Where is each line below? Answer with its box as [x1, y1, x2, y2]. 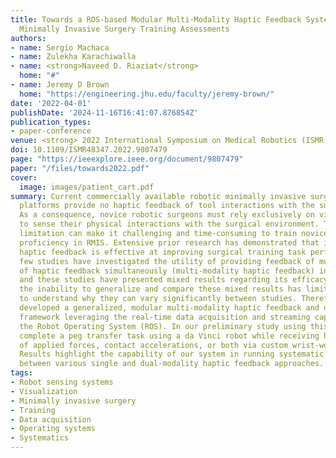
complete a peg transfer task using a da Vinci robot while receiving [19, 331, 320, 341]
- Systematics [10, 433, 70, 443]
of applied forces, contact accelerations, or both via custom [19, 340, 288, 350]
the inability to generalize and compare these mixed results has [19, 284, 302, 295]
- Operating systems [10, 424, 97, 434]
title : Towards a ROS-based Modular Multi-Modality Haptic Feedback [10, 14, 302, 25]
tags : [10, 368, 33, 378]
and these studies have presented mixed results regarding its [19, 275, 288, 285]
